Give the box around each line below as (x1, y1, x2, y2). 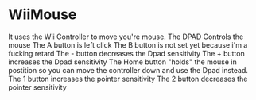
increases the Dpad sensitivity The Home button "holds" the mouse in (8, 57, 237, 67)
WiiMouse (8, 6, 77, 24)
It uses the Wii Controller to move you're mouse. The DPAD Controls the (8, 32, 244, 41)
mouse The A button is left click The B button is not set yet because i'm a (8, 40, 248, 49)
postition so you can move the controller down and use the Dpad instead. (8, 65, 249, 75)
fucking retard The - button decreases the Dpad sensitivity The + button (8, 48, 245, 58)
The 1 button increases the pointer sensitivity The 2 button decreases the (8, 74, 248, 83)
